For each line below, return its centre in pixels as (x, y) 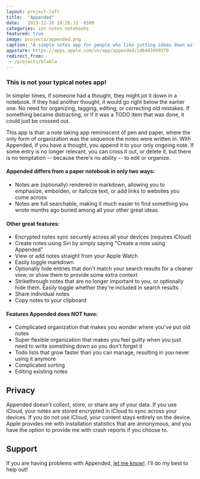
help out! (17, 469)
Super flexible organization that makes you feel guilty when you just (98, 340)
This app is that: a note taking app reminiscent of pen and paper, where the (98, 132)
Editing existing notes (41, 372)
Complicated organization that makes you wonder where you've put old (102, 327)
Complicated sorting (40, 365)
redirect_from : (25, 56)
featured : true (25, 34)
